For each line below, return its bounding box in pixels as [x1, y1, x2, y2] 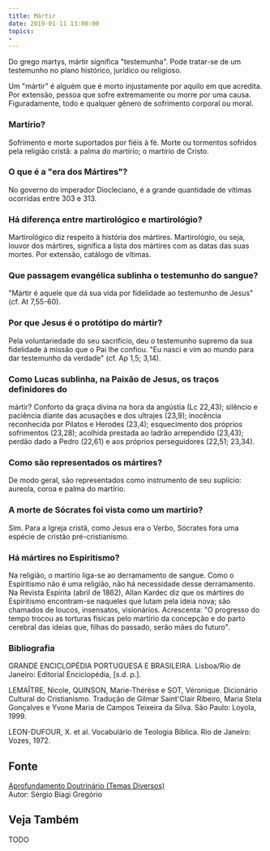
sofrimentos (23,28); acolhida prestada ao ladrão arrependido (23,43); [8, 428, 244, 438]
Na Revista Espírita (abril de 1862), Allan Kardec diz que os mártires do [8, 587, 245, 597]
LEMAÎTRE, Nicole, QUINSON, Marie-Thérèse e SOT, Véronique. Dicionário [8, 685, 258, 696]
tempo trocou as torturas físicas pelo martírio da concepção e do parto [8, 613, 246, 623]
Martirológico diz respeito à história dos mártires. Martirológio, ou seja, [8, 233, 246, 242]
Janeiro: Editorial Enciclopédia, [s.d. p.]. [8, 670, 142, 679]
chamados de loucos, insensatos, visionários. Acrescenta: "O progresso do [8, 604, 260, 614]
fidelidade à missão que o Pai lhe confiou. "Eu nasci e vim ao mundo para [8, 344, 254, 354]
